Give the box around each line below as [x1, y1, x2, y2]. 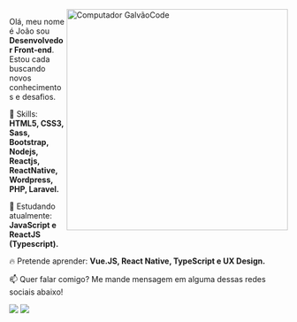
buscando [9, 64, 46, 73]
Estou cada [9, 54, 50, 65]
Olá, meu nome [9, 17, 65, 27]
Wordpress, [9, 174, 54, 185]
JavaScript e [9, 220, 57, 230]
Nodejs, [9, 146, 39, 157]
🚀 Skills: [9, 109, 38, 119]
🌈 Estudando [9, 201, 56, 211]
